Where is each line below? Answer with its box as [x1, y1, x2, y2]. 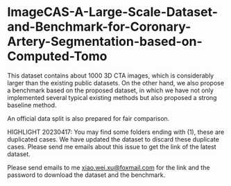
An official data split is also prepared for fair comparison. [7, 114, 170, 122]
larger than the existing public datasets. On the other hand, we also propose [7, 78, 224, 87]
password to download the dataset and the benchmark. [7, 171, 166, 179]
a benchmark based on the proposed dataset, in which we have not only [7, 86, 214, 94]
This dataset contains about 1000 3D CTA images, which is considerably [7, 71, 214, 80]
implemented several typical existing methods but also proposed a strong [7, 93, 217, 101]
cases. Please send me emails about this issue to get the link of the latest [7, 142, 216, 151]
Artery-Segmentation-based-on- [7, 34, 203, 49]
